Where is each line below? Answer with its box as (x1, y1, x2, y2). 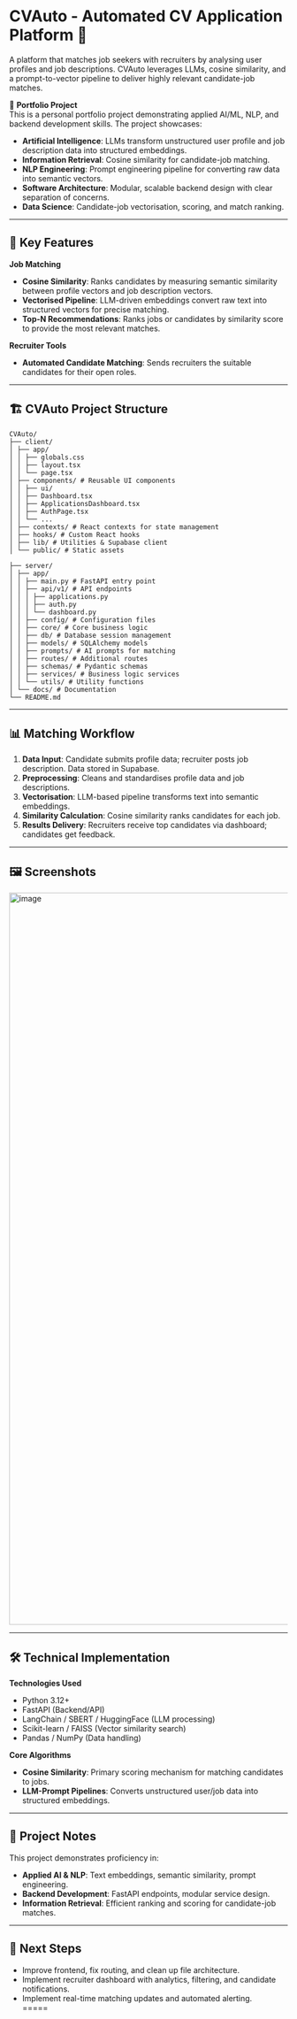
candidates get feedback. (21, 829, 116, 840)
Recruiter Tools (9, 340, 67, 350)
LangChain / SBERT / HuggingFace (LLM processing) (21, 1714, 216, 1724)
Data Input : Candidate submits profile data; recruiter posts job (21, 754, 249, 764)
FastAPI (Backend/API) (21, 1705, 105, 1715)
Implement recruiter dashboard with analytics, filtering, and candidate (21, 1974, 277, 1984)
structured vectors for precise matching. (21, 303, 170, 315)
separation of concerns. (21, 192, 110, 203)
